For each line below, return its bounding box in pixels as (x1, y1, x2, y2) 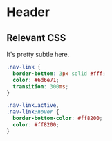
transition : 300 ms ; (12, 83, 69, 90)
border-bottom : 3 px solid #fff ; (12, 70, 106, 77)
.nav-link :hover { (6, 108, 59, 115)
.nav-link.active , (6, 102, 59, 109)
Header (6, 4, 50, 20)
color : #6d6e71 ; (12, 76, 59, 83)
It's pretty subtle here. (6, 50, 70, 58)
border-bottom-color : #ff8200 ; (12, 115, 103, 122)
